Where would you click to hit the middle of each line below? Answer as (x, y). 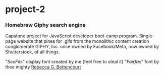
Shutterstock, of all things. (33, 52)
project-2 (25, 9)
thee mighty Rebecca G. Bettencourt (43, 67)
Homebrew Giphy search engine (45, 25)
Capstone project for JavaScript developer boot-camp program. (72, 36)
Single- (147, 36)
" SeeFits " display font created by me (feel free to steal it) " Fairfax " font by (82, 62)
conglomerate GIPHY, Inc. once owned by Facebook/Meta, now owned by (82, 47)
